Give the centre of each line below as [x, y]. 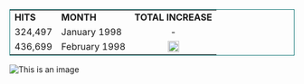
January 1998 [91, 32]
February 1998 [94, 47]
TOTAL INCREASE [173, 17]
